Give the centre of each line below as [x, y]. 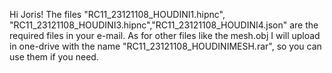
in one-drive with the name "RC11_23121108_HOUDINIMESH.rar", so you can [165, 46]
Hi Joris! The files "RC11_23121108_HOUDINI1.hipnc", [117, 14]
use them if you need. [54, 57]
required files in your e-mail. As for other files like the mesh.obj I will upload [165, 35]
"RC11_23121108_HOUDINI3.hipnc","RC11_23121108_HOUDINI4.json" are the [164, 25]
